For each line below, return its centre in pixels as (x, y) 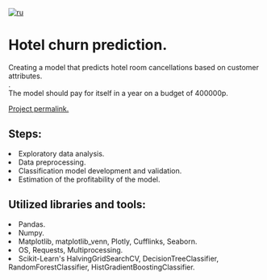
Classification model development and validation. (100, 170)
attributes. (25, 76)
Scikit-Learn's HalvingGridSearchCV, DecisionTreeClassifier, (119, 258)
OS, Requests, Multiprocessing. (71, 249)
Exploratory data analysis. (62, 153)
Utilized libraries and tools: (77, 205)
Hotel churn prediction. (88, 45)
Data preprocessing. (52, 162)
